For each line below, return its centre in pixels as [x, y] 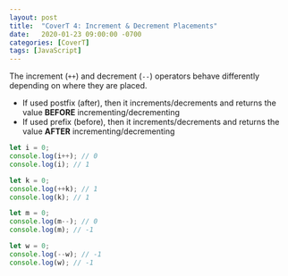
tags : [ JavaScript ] [46, 51]
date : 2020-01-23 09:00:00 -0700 [76, 34]
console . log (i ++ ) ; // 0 [54, 156]
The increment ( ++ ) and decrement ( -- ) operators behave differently [135, 76]
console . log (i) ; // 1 [50, 164]
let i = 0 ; [30, 148]
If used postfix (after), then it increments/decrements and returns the [149, 103]
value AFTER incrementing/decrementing [98, 131]
